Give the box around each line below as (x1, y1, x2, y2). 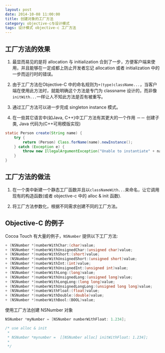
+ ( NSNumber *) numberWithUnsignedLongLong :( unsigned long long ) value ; (5, 284, 153, 289)
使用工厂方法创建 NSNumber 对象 (5, 307, 73, 313)
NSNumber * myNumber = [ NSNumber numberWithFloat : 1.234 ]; (5, 317, 126, 322)
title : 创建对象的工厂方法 (5, 16, 54, 21)
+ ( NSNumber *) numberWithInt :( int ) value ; (5, 261, 91, 266)
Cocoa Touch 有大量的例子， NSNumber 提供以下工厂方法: (5, 233, 118, 239)
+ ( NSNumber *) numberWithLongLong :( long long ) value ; (5, 279, 115, 284)
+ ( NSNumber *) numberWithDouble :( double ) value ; (5, 293, 105, 298)
